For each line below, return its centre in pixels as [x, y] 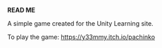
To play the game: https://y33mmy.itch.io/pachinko [81, 37]
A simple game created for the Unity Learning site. [80, 23]
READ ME [21, 10]
